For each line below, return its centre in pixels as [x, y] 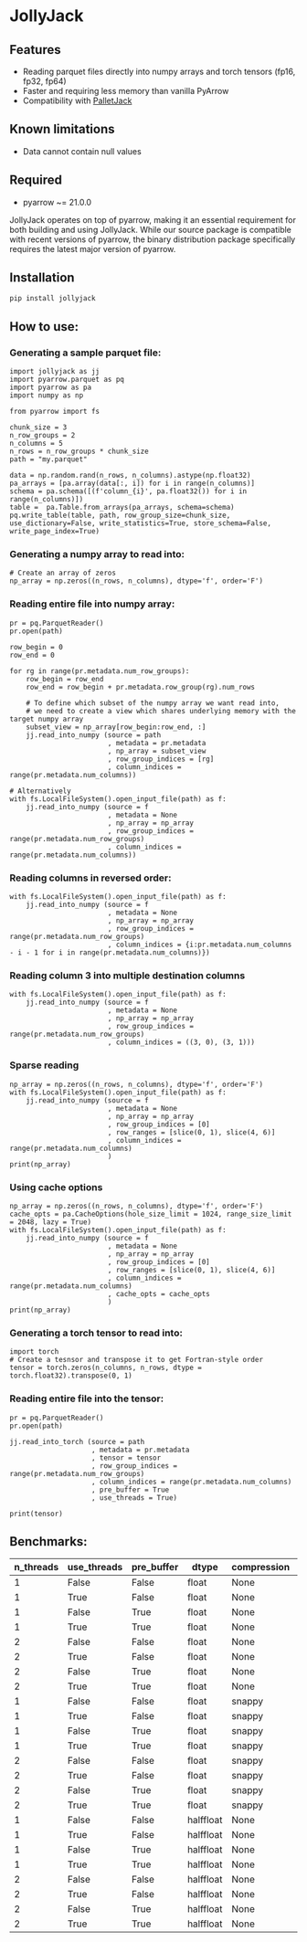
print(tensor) [37, 1514]
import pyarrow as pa [51, 388]
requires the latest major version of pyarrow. [93, 248]
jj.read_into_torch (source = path [77, 1441]
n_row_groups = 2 [42, 436]
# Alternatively [40, 791]
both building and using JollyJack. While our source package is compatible [151, 229]
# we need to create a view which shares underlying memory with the [161, 711]
